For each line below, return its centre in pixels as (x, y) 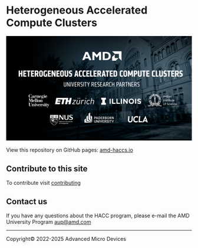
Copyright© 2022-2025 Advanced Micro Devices (66, 239)
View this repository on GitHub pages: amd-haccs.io (70, 150)
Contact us (27, 201)
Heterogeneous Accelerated (77, 10)
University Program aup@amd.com (49, 222)
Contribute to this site (47, 169)
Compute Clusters (52, 23)
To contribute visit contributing (44, 183)
